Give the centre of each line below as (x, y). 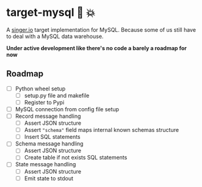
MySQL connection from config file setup (67, 109)
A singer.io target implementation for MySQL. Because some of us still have (101, 29)
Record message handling (48, 116)
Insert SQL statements (52, 137)
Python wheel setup (40, 89)
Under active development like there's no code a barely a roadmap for (97, 48)
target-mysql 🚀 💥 (51, 13)
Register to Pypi (44, 102)
